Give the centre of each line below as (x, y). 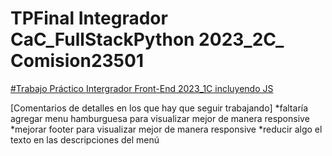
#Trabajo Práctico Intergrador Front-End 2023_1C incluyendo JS (142, 88)
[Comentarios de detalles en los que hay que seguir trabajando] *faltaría (159, 108)
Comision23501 (77, 61)
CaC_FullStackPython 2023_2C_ (147, 39)
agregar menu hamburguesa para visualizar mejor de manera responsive (160, 118)
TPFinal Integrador (89, 18)
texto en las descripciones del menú (85, 139)
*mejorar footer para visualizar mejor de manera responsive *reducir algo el (166, 129)
